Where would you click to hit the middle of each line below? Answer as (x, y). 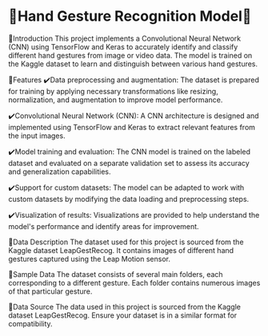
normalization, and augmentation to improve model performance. (116, 100)
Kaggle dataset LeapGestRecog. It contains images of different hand (121, 250)
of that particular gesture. (50, 291)
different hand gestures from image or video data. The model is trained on (130, 55)
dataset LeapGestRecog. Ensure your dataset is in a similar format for (123, 315)
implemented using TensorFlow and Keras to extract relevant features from (132, 127)
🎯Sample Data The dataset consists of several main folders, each (116, 274)
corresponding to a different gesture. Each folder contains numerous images (134, 283)
